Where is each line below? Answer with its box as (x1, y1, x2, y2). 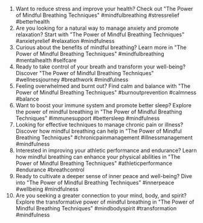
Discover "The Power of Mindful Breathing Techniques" (15, 70, 154, 76)
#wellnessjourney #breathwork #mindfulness (15, 76, 129, 83)
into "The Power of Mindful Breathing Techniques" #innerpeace (15, 179, 175, 186)
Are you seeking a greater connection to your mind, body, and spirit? (15, 192, 187, 199)
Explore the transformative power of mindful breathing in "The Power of (15, 198, 195, 205)
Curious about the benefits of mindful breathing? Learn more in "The (15, 44, 187, 51)
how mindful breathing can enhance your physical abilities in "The (15, 153, 181, 160)
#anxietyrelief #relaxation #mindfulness (15, 38, 115, 44)
